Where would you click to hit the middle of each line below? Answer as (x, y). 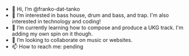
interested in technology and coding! (56, 21)
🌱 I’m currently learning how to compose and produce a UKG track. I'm (97, 27)
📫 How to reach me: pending (47, 46)
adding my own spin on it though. (52, 34)
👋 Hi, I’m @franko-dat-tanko (46, 9)
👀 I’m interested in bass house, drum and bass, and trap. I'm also (90, 15)
